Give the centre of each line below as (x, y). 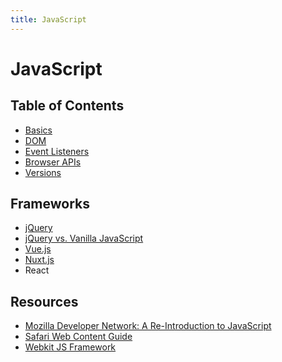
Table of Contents (67, 106)
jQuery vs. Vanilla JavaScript (84, 238)
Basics (38, 130)
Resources (44, 301)
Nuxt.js (39, 260)
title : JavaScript (48, 19)
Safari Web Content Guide (78, 337)
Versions (43, 172)
